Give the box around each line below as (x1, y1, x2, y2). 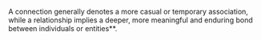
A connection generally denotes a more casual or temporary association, (8, 7, 248, 16)
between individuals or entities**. (8, 24, 118, 33)
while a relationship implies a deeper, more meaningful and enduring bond (8, 15, 254, 25)
